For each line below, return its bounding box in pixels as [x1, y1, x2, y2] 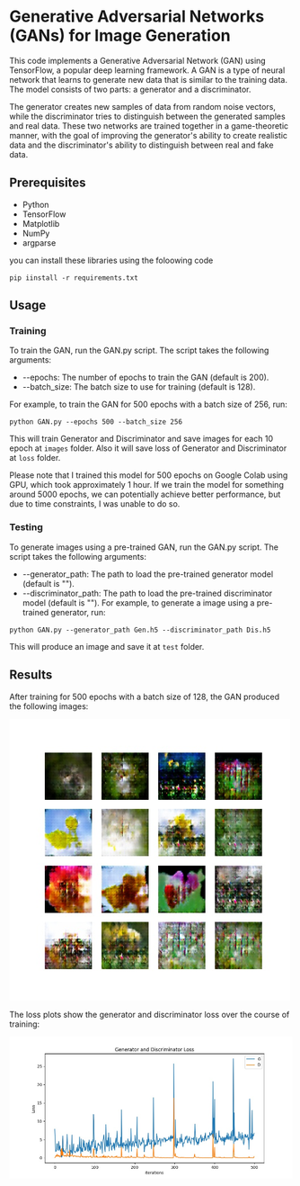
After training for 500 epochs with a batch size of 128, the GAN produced [9, 691, 280, 702]
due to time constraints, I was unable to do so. [9, 499, 181, 509]
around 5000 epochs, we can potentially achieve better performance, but [9, 489, 281, 500]
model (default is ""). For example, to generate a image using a [22, 597, 255, 608]
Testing [9, 521, 43, 534]
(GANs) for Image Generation [9, 25, 231, 46]
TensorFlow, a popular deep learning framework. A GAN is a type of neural [9, 65, 286, 76]
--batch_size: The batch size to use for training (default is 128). [22, 382, 256, 392]
